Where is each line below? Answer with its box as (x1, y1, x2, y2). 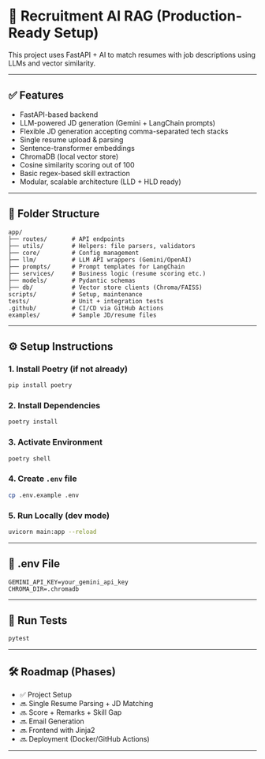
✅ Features (8, 88, 65, 102)
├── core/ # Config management (8, 249, 140, 257)
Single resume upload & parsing (19, 134, 124, 145)
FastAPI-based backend (19, 110, 99, 119)
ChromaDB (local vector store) (19, 152, 119, 161)
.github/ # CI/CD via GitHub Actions (8, 304, 164, 312)
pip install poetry (8, 381, 73, 389)
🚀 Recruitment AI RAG (8, 7, 154, 25)
